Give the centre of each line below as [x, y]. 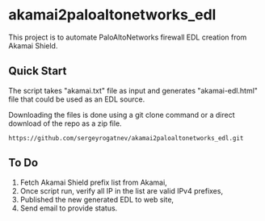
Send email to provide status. [69, 208]
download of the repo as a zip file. [65, 123]
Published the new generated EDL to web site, [97, 199]
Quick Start [38, 71]
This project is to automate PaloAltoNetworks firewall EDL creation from [128, 37]
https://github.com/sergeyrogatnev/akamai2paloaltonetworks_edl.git [126, 138]
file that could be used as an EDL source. [77, 99]
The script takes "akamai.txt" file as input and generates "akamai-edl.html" [133, 90]
